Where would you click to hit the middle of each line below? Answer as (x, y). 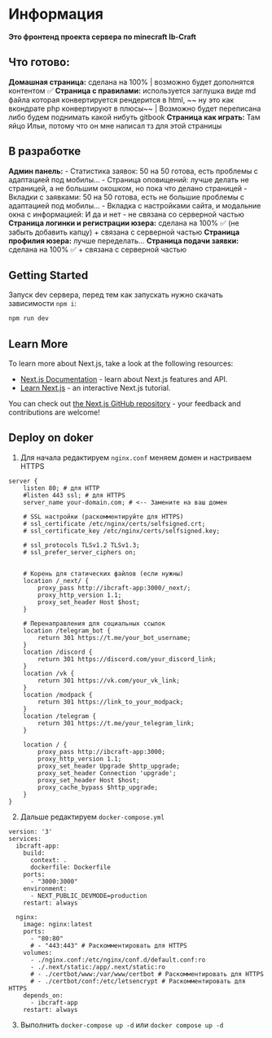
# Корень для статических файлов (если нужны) (103, 574)
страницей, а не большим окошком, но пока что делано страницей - (128, 188)
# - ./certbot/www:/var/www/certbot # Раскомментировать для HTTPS (147, 974)
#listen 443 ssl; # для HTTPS (75, 495)
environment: (45, 888)
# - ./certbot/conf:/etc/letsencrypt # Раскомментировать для (138, 981)
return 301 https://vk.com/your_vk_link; (109, 681)
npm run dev (29, 318)
